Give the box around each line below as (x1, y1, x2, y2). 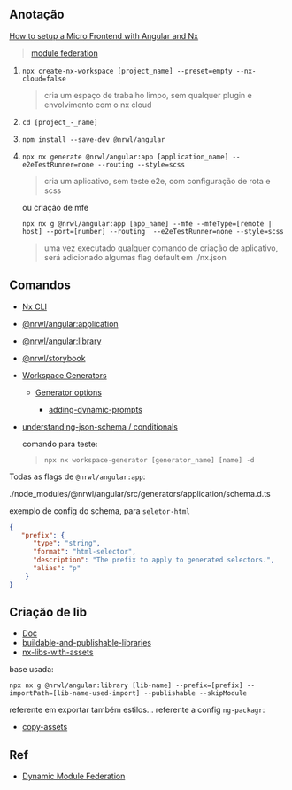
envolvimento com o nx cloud (43, 99, 152, 110)
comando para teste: (21, 438, 98, 449)
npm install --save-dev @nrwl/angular (21, 135, 165, 144)
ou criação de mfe (21, 202, 89, 213)
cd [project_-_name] (21, 118, 98, 127)
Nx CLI (21, 301, 47, 312)
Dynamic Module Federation (21, 771, 126, 782)
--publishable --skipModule (143, 689, 248, 698)
